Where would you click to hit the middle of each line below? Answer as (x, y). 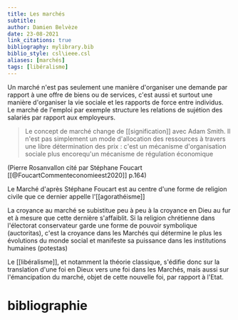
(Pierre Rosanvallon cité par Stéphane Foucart (75, 167)
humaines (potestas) (37, 248)
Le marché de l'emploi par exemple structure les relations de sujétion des (115, 110)
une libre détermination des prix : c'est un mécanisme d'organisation (125, 146)
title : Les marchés (36, 14)
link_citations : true (40, 41)
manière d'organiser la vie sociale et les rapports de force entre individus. (115, 102)
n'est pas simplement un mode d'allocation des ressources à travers (125, 139)
